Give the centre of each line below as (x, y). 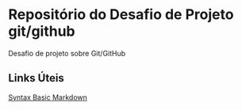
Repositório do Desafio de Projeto (121, 15)
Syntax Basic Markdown (48, 97)
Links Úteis (36, 78)
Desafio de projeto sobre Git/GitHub (67, 53)
